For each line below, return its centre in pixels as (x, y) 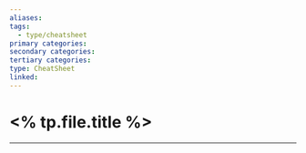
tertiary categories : (51, 60)
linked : (24, 77)
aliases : (26, 18)
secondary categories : (52, 52)
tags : (20, 26)
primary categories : (49, 43)
